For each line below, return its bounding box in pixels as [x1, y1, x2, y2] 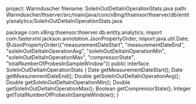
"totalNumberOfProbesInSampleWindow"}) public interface [6, 60, 150, 67]
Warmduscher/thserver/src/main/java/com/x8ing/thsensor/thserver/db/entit [6, 11, 190, 18]
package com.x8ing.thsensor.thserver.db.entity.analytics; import [6, 29, 163, 36]
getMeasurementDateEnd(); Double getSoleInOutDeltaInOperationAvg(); [6, 73, 181, 79]
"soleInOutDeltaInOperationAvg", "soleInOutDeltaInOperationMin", [6, 48, 166, 55]
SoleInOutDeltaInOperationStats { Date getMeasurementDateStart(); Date [6, 66, 183, 73]
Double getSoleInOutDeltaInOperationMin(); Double [6, 79, 130, 86]
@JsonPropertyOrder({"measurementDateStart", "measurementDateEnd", [6, 41, 185, 48]
